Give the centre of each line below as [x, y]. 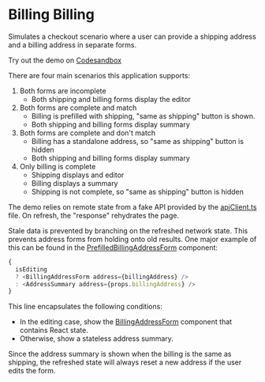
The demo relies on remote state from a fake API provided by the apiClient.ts [132, 206]
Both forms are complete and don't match [88, 133]
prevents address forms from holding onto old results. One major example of [132, 239]
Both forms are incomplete [63, 91]
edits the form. [32, 371]
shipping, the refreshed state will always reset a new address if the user [125, 362]
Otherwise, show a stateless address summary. [96, 339]
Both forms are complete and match [78, 108]
